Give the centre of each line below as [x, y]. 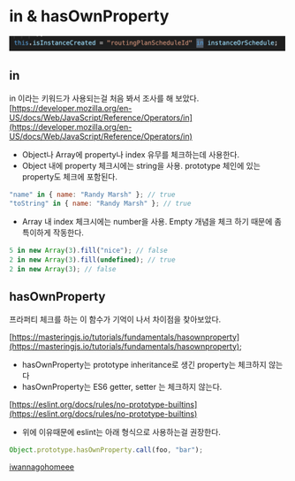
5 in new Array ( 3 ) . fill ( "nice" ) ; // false [88, 251]
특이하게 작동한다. [53, 233]
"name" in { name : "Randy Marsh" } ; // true [92, 195]
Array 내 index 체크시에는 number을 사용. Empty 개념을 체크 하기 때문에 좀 [152, 222]
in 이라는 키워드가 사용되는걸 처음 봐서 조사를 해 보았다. [104, 98]
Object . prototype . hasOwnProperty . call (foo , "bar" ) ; [106, 450]
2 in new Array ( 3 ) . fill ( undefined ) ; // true [92, 260]
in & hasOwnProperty [89, 16]
